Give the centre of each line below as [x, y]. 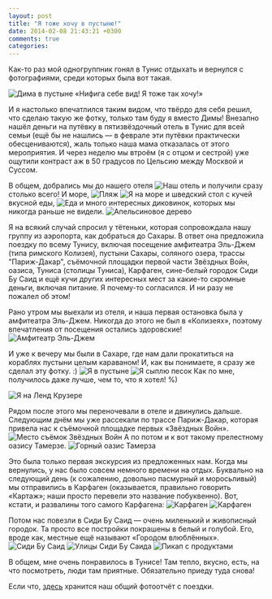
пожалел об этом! [39, 297]
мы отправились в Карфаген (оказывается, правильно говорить [120, 488]
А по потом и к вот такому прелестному [194, 437]
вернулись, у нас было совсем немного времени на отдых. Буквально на [136, 470]
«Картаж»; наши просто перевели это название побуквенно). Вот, [123, 496]
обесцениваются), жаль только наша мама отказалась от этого [119, 144]
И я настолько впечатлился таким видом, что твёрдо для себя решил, [130, 110]
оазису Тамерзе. [37, 446]
